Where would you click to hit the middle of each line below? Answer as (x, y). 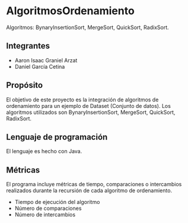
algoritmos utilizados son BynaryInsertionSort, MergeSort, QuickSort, (91, 112)
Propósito (25, 85)
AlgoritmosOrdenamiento (70, 11)
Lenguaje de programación (57, 137)
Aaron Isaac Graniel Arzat (46, 60)
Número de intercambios (45, 215)
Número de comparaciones (48, 208)
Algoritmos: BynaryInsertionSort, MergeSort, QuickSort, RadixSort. (87, 27)
